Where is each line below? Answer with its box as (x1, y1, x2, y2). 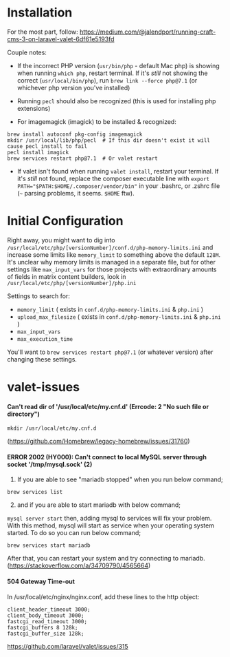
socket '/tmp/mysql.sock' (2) (7, 460, 93, 468)
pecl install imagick (7, 149, 69, 156)
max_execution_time (16, 335, 73, 342)
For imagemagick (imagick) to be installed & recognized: (16, 117, 176, 125)
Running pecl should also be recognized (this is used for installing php (16, 96, 216, 105)
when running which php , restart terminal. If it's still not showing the (16, 69, 208, 77)
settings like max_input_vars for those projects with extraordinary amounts (7, 265, 218, 273)
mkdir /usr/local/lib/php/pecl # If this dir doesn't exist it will (7, 136, 211, 144)
